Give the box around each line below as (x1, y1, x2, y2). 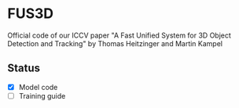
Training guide (18, 91, 66, 100)
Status (7, 62, 41, 75)
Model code (18, 82, 58, 92)
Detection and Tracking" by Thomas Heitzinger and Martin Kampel (7, 38, 223, 48)
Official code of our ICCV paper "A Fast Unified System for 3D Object (7, 31, 231, 40)
